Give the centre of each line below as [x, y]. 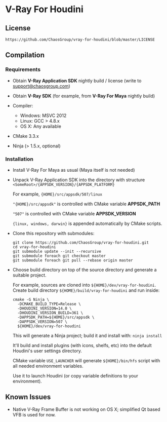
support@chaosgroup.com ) [41, 86]
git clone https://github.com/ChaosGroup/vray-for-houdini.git [81, 242]
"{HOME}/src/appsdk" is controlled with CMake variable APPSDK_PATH [86, 204]
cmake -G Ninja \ [31, 299]
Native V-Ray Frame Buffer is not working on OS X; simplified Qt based [86, 409]
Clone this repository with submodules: [53, 233]
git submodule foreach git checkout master [59, 256]
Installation [19, 159]
